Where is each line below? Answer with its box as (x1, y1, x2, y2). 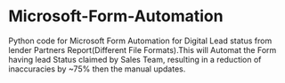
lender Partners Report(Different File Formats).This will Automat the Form (8, 44, 277, 55)
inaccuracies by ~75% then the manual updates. (8, 64, 186, 74)
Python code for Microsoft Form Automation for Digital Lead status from (8, 35, 273, 46)
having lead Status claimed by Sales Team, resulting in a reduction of (8, 54, 262, 64)
